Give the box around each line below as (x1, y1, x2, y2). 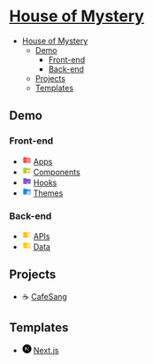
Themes (33, 188, 64, 198)
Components (33, 167, 81, 177)
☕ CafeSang (21, 290, 68, 302)
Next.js (33, 345, 59, 355)
